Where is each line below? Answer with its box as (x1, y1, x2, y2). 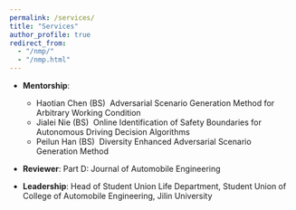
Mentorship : (22, 81, 71, 91)
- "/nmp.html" (17, 55, 71, 64)
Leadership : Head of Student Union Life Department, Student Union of (22, 181, 287, 191)
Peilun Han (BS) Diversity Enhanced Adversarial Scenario (35, 137, 252, 147)
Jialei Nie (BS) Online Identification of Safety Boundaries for (35, 117, 263, 128)
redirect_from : (9, 38, 67, 48)
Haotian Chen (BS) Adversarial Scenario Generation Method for (35, 98, 275, 109)
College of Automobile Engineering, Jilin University (22, 191, 213, 201)
